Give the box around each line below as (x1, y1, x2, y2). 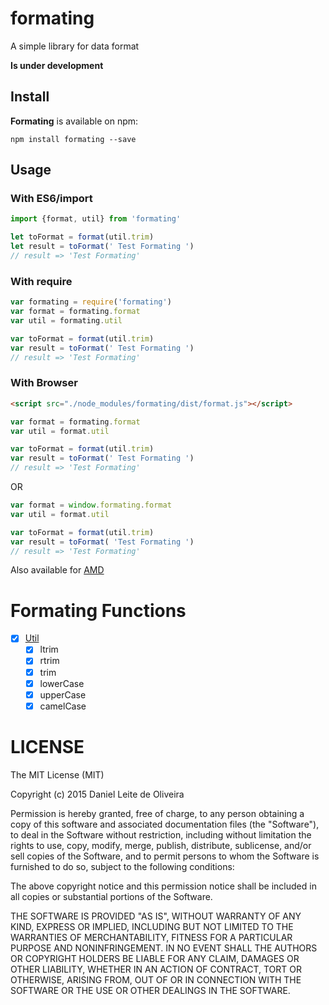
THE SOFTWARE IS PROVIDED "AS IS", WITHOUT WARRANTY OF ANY (10, 910, 302, 922)
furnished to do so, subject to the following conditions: (10, 860, 235, 872)
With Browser (10, 376, 78, 390)
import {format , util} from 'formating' (10, 214, 182, 224)
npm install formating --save (10, 134, 137, 144)
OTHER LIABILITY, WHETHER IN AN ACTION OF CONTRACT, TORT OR (10, 963, 302, 975)
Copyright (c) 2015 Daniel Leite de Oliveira (10, 788, 185, 800)
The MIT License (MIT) (10, 768, 105, 781)
